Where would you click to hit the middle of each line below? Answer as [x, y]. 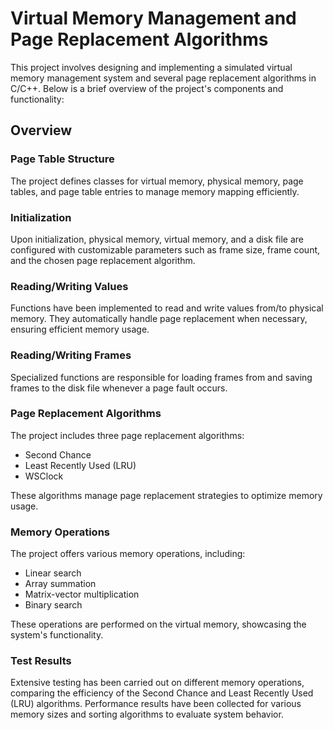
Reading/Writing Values [69, 286]
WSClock [44, 476]
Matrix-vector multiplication [82, 594]
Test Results [41, 661]
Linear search [53, 573]
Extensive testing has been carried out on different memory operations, [157, 683]
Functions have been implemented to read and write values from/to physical [167, 308]
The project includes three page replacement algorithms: [127, 435]
